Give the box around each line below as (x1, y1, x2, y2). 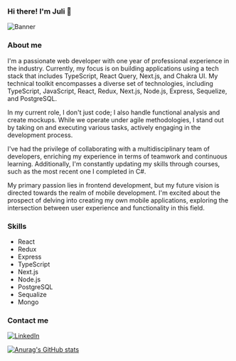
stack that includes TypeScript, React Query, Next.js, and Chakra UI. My (7, 71, 218, 80)
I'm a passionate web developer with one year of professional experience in (7, 56, 230, 65)
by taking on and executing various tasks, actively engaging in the (7, 123, 201, 131)
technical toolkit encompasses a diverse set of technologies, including (7, 79, 213, 87)
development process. (7, 131, 73, 139)
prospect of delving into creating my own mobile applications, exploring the (7, 195, 229, 205)
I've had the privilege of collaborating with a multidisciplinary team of (7, 144, 210, 153)
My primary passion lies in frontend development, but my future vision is (7, 180, 220, 189)
